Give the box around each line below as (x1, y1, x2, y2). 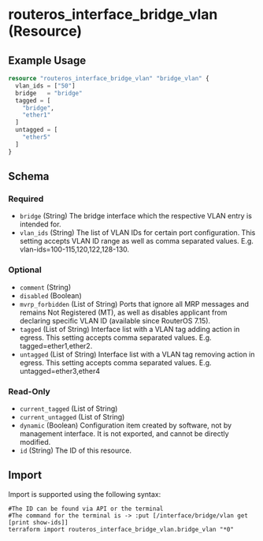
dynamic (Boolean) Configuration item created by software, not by (19, 420, 232, 430)
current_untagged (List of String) (19, 412, 125, 421)
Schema (8, 170, 50, 183)
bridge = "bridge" (15, 89, 83, 97)
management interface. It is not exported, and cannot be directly (19, 428, 230, 438)
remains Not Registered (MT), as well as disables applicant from (19, 308, 228, 317)
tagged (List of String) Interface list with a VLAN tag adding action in (19, 324, 240, 334)
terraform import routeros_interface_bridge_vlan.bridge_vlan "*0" (8, 525, 235, 533)
